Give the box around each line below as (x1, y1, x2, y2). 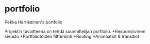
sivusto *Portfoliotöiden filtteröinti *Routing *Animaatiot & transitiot (4, 33, 139, 39)
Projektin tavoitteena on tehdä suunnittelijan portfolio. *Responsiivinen (4, 28, 146, 34)
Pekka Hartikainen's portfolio (4, 19, 63, 25)
